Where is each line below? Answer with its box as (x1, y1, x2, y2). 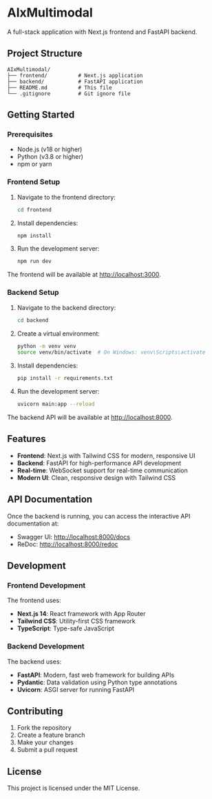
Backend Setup (7, 288, 60, 298)
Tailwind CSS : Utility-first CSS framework (17, 617, 136, 626)
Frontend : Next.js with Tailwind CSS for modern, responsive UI (17, 451, 195, 460)
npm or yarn (17, 160, 52, 169)
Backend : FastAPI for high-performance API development (17, 459, 182, 467)
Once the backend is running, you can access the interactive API (7, 512, 191, 520)
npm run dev (17, 258, 52, 265)
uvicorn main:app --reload (17, 401, 95, 408)
